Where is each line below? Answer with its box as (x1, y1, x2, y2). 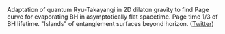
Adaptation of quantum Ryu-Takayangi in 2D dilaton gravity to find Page (7, 6, 209, 13)
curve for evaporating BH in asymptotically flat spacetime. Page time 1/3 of (7, 13, 218, 21)
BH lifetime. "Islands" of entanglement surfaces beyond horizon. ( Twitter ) (7, 20, 214, 27)
